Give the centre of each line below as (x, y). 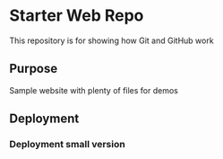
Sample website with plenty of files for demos (94, 90)
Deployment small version (67, 145)
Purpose (34, 69)
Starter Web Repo (77, 16)
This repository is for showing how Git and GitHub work (111, 40)
